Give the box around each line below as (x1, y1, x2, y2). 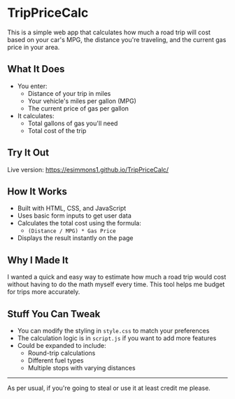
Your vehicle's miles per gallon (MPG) (27, 97, 136, 105)
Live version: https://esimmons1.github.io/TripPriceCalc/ (7, 165, 169, 174)
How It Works (7, 185, 68, 197)
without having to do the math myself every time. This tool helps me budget (7, 280, 225, 288)
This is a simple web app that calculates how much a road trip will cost (7, 28, 211, 36)
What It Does (7, 63, 65, 75)
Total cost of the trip (27, 126, 87, 134)
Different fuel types (27, 356, 84, 365)
